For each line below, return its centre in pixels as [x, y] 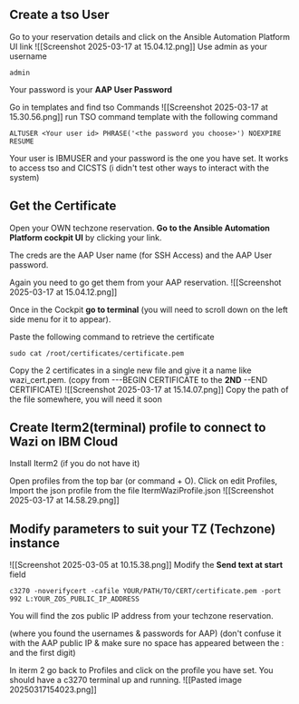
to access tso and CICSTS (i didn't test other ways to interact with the [140, 168]
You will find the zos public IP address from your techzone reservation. [141, 616]
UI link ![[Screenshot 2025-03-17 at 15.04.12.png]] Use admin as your [139, 46]
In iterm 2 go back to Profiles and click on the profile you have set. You [141, 670]
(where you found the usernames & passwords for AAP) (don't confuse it [145, 633]
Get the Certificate [63, 206]
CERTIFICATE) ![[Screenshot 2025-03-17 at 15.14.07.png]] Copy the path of [149, 389]
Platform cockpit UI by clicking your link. [86, 237]
